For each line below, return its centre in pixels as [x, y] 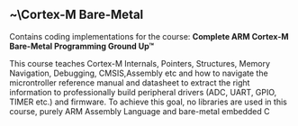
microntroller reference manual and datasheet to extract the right [130, 82]
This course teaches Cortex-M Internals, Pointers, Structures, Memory [140, 63]
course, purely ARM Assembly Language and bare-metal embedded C [140, 111]
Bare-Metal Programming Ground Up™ [82, 46]
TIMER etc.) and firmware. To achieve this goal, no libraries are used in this [149, 102]
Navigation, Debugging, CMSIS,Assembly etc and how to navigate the [139, 73]
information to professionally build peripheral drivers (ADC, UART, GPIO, [143, 92]
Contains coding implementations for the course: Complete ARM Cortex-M [149, 36]
